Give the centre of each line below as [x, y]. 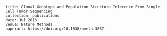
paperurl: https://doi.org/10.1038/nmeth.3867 [55, 29]
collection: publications [32, 16]
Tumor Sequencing [34, 11]
